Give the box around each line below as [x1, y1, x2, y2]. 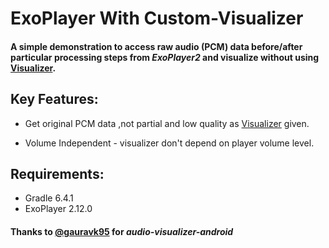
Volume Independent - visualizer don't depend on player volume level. [24, 137, 315, 149]
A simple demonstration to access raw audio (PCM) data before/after [10, 40, 303, 52]
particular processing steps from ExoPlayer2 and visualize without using [10, 51, 320, 63]
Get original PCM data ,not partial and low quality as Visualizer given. [24, 117, 310, 129]
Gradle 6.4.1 [24, 192, 74, 204]
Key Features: [10, 91, 99, 108]
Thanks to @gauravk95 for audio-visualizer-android [10, 226, 234, 237]
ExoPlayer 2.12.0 [24, 203, 93, 215]
